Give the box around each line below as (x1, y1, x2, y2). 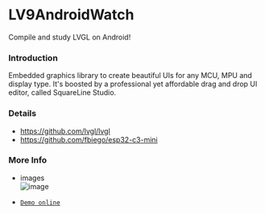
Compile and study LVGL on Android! (8, 32, 131, 42)
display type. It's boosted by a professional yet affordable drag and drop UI (8, 79, 258, 89)
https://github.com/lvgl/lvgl (19, 126, 110, 136)
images (19, 173, 45, 183)
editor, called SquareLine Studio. (8, 88, 117, 97)
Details (8, 108, 37, 119)
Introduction (8, 52, 58, 64)
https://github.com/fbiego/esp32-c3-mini (19, 134, 159, 144)
